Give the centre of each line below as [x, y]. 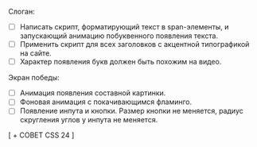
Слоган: [21, 12]
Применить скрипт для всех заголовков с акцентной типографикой [134, 44]
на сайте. [35, 53]
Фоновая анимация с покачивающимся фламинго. [106, 102]
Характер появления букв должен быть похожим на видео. [121, 62]
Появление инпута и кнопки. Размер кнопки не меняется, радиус [132, 111]
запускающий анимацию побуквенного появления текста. [119, 36]
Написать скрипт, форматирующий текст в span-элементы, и [124, 27]
